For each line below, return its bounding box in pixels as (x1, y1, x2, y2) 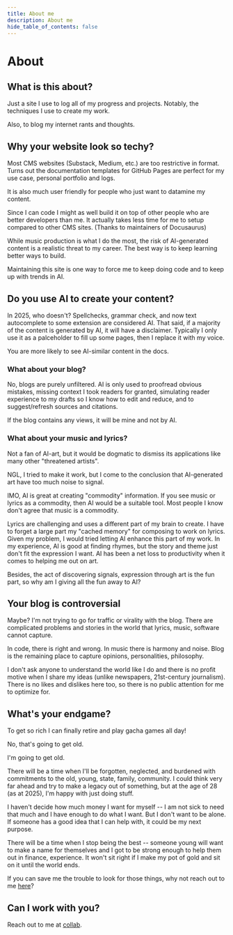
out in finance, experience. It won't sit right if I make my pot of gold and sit (7, 853, 220, 862)
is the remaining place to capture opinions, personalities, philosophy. (7, 652, 204, 660)
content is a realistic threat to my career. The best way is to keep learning (7, 244, 218, 253)
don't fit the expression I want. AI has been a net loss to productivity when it (7, 549, 225, 558)
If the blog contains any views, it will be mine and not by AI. (7, 416, 177, 424)
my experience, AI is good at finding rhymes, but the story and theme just (7, 541, 218, 550)
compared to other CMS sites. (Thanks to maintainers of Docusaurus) (7, 223, 207, 232)
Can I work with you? (7, 902, 100, 914)
